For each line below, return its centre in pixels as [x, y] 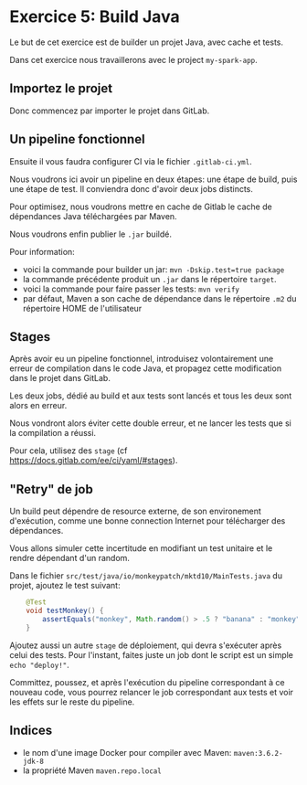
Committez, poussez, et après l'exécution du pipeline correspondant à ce [147, 682]
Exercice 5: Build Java [95, 17]
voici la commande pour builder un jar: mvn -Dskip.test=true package [153, 269]
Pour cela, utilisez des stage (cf [69, 451]
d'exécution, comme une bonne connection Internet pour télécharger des [148, 521]
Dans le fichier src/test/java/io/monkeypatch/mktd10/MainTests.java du [146, 576]
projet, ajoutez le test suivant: [65, 586]
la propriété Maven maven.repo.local [92, 770]
